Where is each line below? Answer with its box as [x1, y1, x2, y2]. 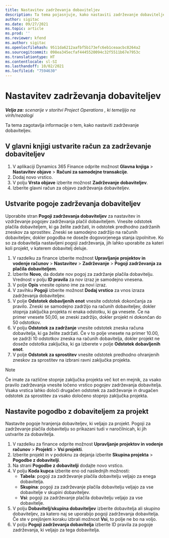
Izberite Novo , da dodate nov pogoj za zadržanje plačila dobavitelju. [12, 271, 154, 277]
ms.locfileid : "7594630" [5, 69, 57, 74]
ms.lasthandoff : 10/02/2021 [5, 64, 64, 69]
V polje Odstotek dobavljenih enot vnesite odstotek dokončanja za [12, 298, 152, 304]
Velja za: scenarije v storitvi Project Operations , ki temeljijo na [5, 107, 136, 113]
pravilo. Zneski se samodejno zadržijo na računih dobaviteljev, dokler [12, 303, 156, 309]
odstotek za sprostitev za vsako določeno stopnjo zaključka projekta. [5, 393, 148, 399]
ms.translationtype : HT [5, 54, 55, 60]
